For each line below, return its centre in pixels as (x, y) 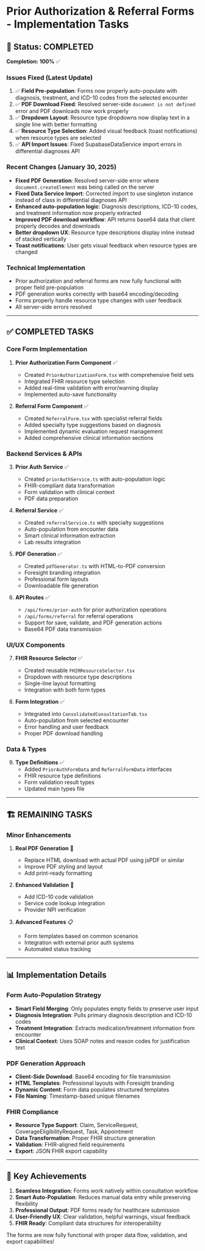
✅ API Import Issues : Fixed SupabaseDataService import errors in (98, 144)
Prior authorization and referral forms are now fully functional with (98, 281)
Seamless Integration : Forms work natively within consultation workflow (106, 1191)
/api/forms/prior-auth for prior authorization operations (95, 610)
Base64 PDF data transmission (63, 629)
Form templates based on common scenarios (81, 936)
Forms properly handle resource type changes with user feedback (98, 300)
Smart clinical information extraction (70, 535)
